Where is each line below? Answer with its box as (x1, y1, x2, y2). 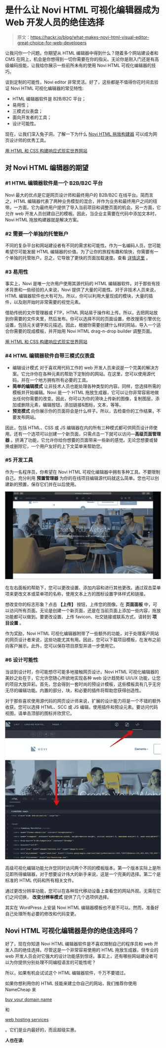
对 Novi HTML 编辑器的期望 (5, 164, 89, 172)
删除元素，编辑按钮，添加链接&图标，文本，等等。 (21, 401, 124, 407)
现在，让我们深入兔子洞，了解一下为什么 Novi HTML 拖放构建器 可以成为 (5, 131, 153, 137)
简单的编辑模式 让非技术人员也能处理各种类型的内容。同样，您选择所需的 (12, 383, 161, 389)
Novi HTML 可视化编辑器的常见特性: (10, 85, 84, 91)
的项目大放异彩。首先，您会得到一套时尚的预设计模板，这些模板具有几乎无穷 (5, 681, 161, 687)
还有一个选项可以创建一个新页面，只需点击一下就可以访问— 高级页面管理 (13, 431, 161, 437)
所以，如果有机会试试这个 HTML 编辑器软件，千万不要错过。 (5, 970, 128, 976)
